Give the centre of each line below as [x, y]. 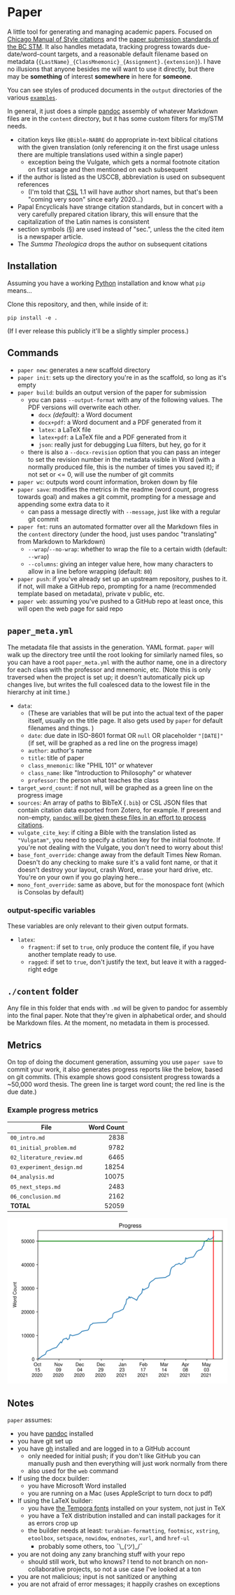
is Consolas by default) [50, 892]
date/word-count [32, 54]
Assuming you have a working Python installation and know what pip [106, 283]
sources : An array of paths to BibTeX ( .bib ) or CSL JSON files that [112, 803]
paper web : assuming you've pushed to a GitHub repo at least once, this [120, 601]
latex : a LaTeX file [65, 430]
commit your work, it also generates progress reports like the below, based [115, 1070]
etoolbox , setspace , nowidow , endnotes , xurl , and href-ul [109, 1538]
